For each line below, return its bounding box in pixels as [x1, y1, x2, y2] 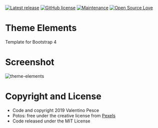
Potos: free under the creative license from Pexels [12, 112, 116, 118]
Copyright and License [5, 91, 101, 102]
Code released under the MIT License [12, 118, 91, 124]
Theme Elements [5, 23, 77, 34]
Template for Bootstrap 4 [5, 39, 57, 45]
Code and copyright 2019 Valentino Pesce [12, 107, 99, 113]
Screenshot [5, 57, 54, 68]
